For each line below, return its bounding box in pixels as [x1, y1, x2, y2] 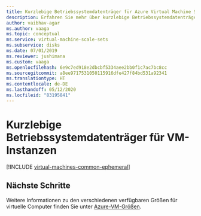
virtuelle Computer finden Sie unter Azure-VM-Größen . [6, 203, 142, 210]
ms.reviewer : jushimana [6, 53, 66, 59]
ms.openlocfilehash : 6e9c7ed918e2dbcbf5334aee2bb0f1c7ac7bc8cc [6, 64, 167, 71]
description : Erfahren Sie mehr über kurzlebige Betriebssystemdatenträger [6, 14, 199, 20]
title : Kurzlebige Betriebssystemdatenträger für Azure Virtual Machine [6, 8, 191, 15]
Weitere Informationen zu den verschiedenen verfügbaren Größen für [6, 196, 178, 203]
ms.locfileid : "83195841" [6, 92, 71, 98]
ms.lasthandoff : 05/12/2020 [6, 87, 77, 93]
